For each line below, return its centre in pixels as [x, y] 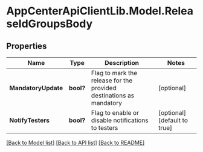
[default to [173, 120]
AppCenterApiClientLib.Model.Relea [100, 11]
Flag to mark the [114, 73]
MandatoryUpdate [36, 88]
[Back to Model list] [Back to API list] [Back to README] [76, 143]
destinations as [113, 96]
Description [122, 63]
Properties [27, 46]
